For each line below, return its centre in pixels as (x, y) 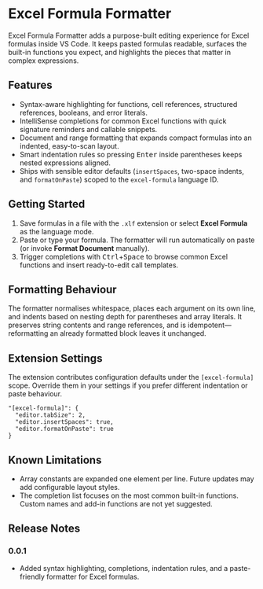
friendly (32, 576)
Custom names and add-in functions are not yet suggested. (116, 504)
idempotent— (209, 325)
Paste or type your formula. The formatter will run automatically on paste (137, 240)
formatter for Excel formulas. (93, 576)
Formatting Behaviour (62, 289)
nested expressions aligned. (65, 163)
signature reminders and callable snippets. (88, 129)
